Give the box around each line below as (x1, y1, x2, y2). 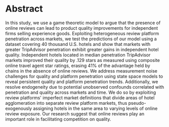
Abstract (5, 3, 43, 15)
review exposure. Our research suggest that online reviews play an (5, 110, 145, 116)
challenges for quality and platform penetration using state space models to (5, 73, 163, 79)
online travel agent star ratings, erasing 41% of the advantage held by (5, 62, 150, 69)
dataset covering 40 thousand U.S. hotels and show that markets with (5, 41, 151, 47)
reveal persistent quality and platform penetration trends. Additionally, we (5, 79, 158, 85)
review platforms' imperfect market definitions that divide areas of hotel (5, 94, 155, 101)
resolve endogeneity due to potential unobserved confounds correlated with (5, 84, 164, 90)
